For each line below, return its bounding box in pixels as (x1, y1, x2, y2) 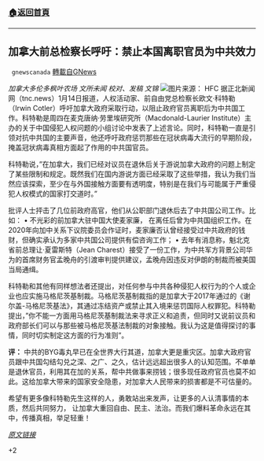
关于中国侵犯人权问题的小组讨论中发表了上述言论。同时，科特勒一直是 (21, 124, 249, 133)
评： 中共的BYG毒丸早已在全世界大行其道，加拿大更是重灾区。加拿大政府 (8, 348, 245, 357)
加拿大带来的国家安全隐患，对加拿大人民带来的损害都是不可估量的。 (35, 377, 256, 386)
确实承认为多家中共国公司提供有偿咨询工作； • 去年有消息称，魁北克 (28, 235, 250, 245)
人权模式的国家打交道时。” (14, 189, 98, 198)
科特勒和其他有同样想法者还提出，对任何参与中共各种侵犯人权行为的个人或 (8, 282, 249, 291)
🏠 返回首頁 (8, 6, 50, 17)
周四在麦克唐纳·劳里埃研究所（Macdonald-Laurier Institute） (49, 113, 245, 123)
